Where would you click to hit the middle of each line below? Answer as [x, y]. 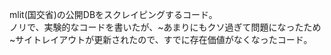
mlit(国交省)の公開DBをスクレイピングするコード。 [113, 14]
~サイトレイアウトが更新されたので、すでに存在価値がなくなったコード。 [161, 39]
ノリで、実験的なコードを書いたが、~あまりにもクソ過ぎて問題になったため [165, 27]
